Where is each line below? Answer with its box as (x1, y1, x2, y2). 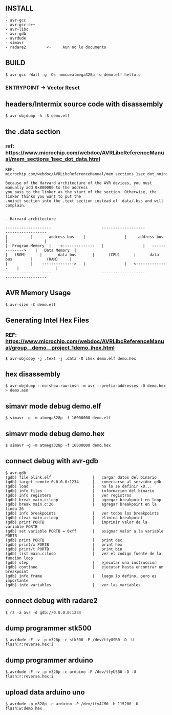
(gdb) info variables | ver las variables (5, 582, 141, 587)
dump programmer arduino (5, 656, 94, 664)
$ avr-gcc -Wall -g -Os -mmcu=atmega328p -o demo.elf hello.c (5, 72, 141, 77)
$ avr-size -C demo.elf (5, 302, 56, 307)
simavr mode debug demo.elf (5, 402, 101, 411)
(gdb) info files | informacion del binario (5, 488, 155, 494)
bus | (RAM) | (5, 257, 72, 262)
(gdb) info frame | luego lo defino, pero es (5, 574, 157, 579)
